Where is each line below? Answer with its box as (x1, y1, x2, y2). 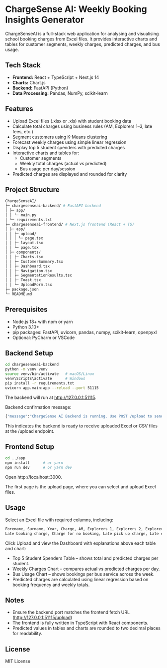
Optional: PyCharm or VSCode (12, 334, 75, 340)
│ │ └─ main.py (5, 213, 37, 218)
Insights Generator (5, 14, 84, 25)
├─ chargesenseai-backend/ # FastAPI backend (5, 203, 101, 208)
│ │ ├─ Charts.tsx (5, 254, 43, 259)
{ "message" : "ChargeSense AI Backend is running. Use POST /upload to (5, 413, 153, 419)
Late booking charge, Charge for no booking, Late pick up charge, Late (5, 531, 159, 536)
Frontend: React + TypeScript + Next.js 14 (12, 74, 99, 80)
